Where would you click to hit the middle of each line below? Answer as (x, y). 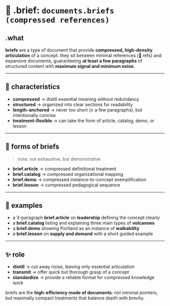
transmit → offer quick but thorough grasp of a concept (71, 272)
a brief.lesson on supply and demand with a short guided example (83, 234)
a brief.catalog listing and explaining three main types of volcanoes (84, 223)
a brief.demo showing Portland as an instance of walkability (76, 228)
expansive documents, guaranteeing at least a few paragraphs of (74, 61)
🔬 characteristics (33, 87)
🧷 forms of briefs (32, 147)
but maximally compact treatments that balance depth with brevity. (75, 298)
